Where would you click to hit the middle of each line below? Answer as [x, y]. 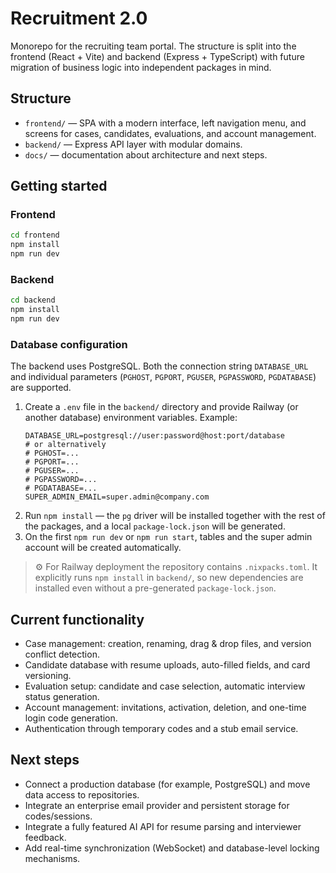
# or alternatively [65, 445]
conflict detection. [62, 654]
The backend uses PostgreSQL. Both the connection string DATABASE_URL [159, 366]
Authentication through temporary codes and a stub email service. [161, 729]
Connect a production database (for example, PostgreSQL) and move [167, 784]
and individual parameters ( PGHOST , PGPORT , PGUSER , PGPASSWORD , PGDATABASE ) [163, 377]
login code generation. [71, 718]
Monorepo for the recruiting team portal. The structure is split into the [153, 46]
